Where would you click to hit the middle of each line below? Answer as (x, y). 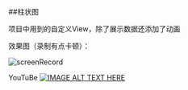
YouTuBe (23, 78)
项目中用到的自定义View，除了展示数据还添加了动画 (94, 29)
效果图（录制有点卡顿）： (49, 46)
